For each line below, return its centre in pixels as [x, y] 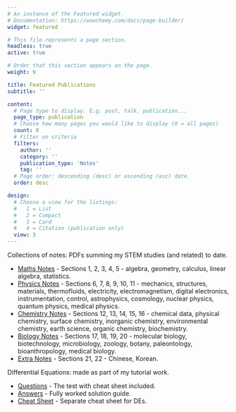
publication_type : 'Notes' [60, 163]
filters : [26, 143]
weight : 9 [22, 72]
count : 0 [26, 131]
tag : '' [31, 170]
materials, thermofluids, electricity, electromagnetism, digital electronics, [123, 291]
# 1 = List [33, 209]
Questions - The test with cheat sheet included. [87, 386]
